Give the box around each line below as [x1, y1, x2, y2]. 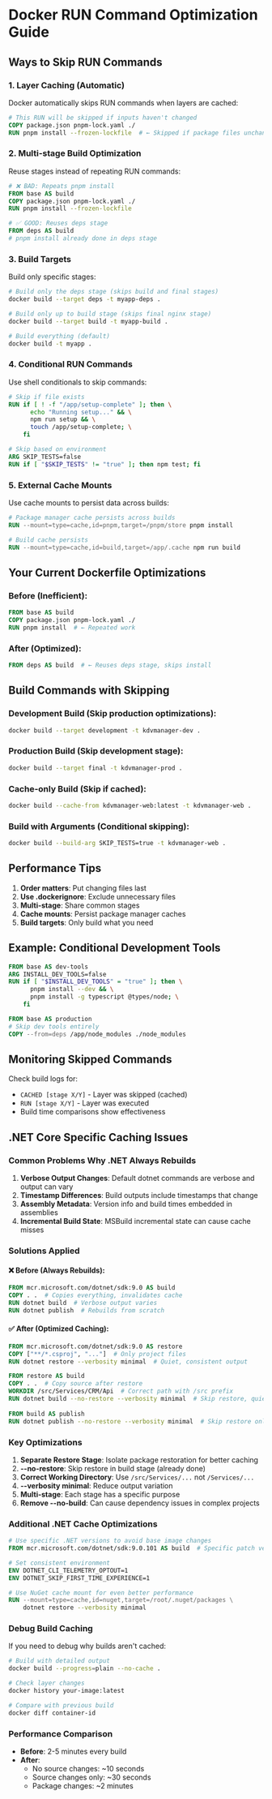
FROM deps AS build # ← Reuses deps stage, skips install [8, 661, 212, 670]
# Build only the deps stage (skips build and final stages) [8, 288, 219, 296]
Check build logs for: [8, 1074, 79, 1084]
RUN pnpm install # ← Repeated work [8, 623, 136, 632]
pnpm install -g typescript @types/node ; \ [29, 993, 180, 1001]
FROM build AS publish [8, 1410, 85, 1418]
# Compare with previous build [8, 1701, 114, 1709]
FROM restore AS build [8, 1372, 85, 1380]
